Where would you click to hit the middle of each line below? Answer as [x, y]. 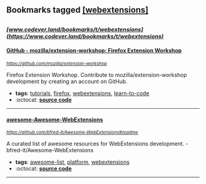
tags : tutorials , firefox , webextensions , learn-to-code [82, 93]
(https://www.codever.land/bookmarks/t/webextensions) [85, 36]
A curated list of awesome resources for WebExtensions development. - [97, 144]
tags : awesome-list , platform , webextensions [72, 162]
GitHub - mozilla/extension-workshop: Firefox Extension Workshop [94, 51]
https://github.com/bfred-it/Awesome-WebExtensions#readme [72, 133]
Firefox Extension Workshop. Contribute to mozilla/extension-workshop [97, 75]
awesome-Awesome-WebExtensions [55, 119]
